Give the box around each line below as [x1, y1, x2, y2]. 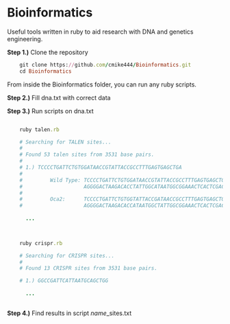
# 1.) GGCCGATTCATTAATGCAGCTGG [19, 277, 109, 284]
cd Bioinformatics [19, 67, 72, 75]
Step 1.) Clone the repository [7, 48, 89, 56]
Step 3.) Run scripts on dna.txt [7, 106, 94, 115]
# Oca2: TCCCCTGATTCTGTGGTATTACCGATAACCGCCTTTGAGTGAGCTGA [19, 196, 228, 203]
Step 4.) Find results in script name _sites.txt [7, 309, 132, 317]
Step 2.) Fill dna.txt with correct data [7, 93, 111, 102]
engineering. [7, 34, 43, 43]
